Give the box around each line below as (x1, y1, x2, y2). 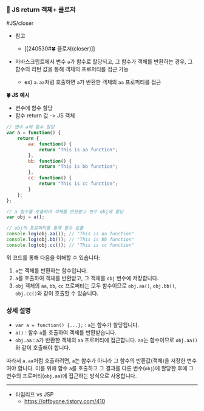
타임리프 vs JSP (15, 391, 54, 398)
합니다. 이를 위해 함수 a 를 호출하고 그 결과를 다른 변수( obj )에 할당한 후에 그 (17, 365, 194, 372)
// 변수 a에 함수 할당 (6, 124, 55, 130)
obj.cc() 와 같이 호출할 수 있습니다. (15, 289, 99, 297)
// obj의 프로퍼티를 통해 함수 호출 (6, 225, 84, 232)
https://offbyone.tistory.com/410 (24, 398, 106, 405)
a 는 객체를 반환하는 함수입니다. (15, 266, 88, 274)
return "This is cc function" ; (38, 181, 118, 187)
